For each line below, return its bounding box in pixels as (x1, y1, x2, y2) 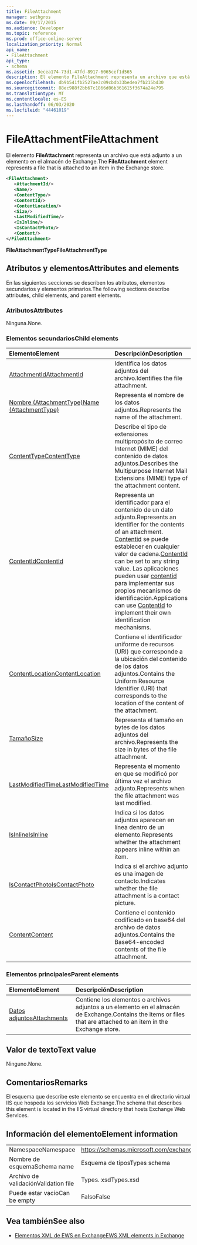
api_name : (6, 47, 30, 53)
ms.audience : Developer (6, 25, 64, 31)
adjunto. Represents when (114, 785, 185, 793)
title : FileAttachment (6, 8, 62, 15)
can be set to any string (114, 557, 180, 565)
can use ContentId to (114, 601, 172, 609)
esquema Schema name (9, 1162, 74, 1170)
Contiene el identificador (114, 633, 183, 641)
